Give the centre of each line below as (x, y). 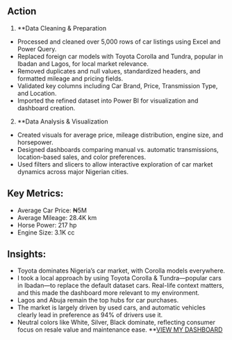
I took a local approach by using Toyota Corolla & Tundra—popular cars (119, 278)
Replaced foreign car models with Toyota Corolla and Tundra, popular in (120, 56)
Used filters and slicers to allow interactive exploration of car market (115, 164)
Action (22, 11)
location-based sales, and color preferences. (82, 157)
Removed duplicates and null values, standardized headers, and (109, 71)
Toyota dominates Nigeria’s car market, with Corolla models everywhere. (121, 271)
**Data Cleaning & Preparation (61, 28)
